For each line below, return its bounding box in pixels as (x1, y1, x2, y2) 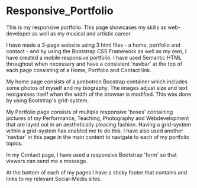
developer (6, 30, 31, 37)
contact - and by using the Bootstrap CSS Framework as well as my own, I (6, 47, 187, 54)
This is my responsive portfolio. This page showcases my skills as (6, 24, 167, 31)
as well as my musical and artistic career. (31, 30, 132, 37)
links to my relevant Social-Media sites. (6, 175, 102, 182)
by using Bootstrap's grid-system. (6, 96, 89, 104)
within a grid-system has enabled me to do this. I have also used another (6, 127, 183, 134)
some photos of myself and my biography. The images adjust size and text (6, 84, 188, 91)
